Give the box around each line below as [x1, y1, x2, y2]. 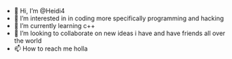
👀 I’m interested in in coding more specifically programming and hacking [13, 14, 224, 22]
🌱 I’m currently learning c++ [13, 22, 96, 29]
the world [13, 37, 42, 45]
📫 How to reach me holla [13, 44, 88, 53]
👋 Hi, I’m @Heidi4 [13, 7, 65, 15]
